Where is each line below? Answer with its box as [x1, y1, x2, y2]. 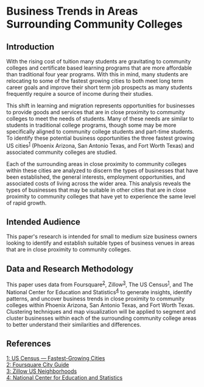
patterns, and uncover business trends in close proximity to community [6, 295, 185, 302]
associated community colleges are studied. [6, 148, 118, 156]
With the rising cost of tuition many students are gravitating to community [6, 58, 191, 65]
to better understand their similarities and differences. [6, 320, 141, 328]
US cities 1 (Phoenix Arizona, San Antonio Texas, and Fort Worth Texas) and [6, 141, 194, 149]
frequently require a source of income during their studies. [6, 90, 153, 97]
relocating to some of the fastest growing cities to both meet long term [6, 78, 184, 84]
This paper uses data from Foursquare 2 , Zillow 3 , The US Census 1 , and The [6, 280, 194, 288]
